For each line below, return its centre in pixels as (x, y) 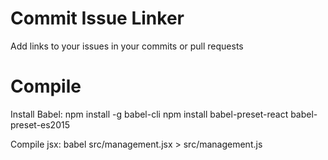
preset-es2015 (40, 124)
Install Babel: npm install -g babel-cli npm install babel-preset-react (149, 114)
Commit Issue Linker (97, 18)
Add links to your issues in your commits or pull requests (127, 46)
